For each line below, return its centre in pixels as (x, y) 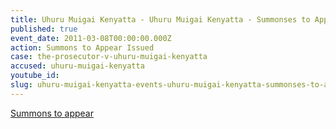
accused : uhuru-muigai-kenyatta (77, 66)
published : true (44, 29)
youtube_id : (35, 76)
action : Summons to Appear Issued (82, 47)
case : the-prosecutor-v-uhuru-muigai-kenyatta (109, 57)
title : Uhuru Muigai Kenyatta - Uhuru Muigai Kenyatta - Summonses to (160, 19)
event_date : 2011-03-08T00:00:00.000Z (91, 38)
